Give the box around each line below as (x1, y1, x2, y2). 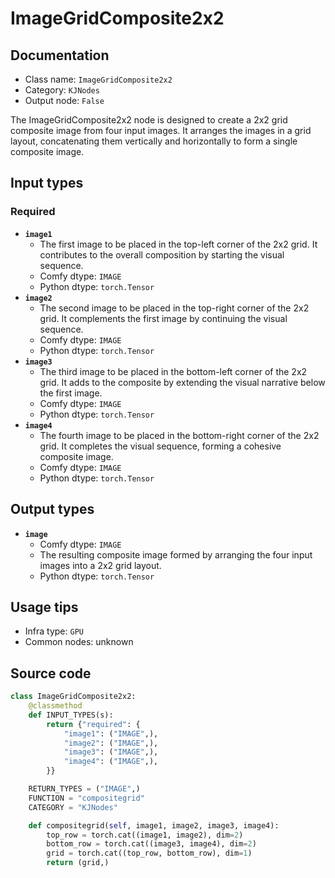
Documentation (10, 47, 110, 64)
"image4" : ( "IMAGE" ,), (63, 757, 159, 767)
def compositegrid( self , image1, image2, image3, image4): (28, 820, 280, 831)
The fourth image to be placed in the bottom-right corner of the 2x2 (39, 429, 320, 441)
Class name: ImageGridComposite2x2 (24, 73, 173, 85)
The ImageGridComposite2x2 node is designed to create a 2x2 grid (10, 114, 288, 126)
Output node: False (24, 95, 105, 106)
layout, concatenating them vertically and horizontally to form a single (10, 135, 298, 147)
